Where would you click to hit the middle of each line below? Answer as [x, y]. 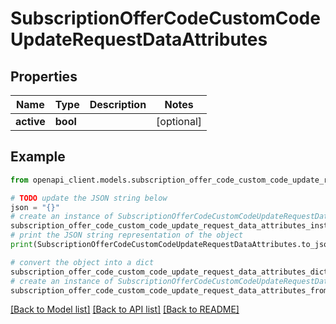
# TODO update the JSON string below [89, 198]
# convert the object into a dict [82, 262]
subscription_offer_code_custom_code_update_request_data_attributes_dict [169, 272]
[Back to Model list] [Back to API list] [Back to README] [125, 309]
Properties [44, 76]
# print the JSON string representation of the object [127, 235]
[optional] [179, 121]
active [30, 121]
